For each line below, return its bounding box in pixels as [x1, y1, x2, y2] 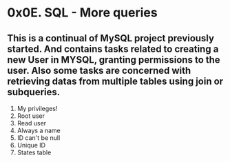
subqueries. [7, 86, 61, 98]
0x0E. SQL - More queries [7, 5, 158, 21]
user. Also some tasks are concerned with [7, 64, 191, 77]
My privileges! [17, 105, 58, 112]
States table [17, 148, 52, 156]
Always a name [17, 126, 61, 134]
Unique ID [17, 141, 46, 149]
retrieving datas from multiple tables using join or [7, 75, 224, 87]
